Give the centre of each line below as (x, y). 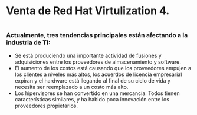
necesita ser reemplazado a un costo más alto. (71, 87)
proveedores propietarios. (46, 106)
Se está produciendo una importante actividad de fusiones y (88, 55)
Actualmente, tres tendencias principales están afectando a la (97, 35)
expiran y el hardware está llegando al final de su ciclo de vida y (93, 80)
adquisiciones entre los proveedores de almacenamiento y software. (98, 62)
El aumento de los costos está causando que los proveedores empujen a (103, 68)
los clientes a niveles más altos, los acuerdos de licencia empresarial (98, 74)
